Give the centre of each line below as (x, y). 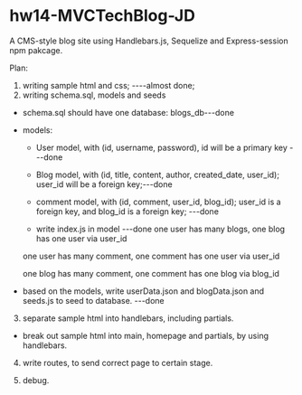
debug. (36, 380)
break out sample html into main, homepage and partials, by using (146, 335)
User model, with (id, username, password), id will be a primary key (161, 147)
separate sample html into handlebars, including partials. (128, 318)
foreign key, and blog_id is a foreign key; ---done (127, 211)
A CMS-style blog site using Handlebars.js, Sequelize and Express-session (149, 41)
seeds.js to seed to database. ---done (93, 300)
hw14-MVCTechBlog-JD (103, 16)
